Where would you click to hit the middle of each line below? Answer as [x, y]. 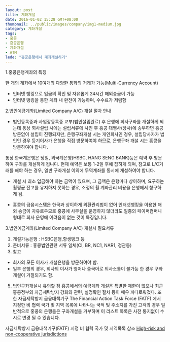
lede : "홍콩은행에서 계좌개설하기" [36, 57]
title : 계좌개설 [20, 15]
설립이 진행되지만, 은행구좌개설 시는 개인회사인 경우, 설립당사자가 [95, 134]
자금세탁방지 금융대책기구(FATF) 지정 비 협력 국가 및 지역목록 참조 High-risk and [85, 328]
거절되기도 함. [40, 275]
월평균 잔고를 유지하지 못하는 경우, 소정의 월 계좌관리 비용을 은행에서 [80, 188]
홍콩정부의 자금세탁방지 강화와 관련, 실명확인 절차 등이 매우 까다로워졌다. [84, 292]
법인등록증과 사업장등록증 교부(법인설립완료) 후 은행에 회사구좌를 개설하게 [86, 122]
